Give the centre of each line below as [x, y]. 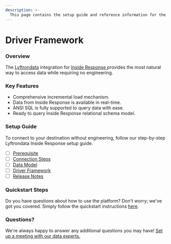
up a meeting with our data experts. [43, 236]
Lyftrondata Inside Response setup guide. [49, 143]
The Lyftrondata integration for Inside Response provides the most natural [83, 67]
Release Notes [28, 176]
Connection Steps [32, 159]
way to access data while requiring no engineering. [59, 73]
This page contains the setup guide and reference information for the [88, 15]
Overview [18, 56]
